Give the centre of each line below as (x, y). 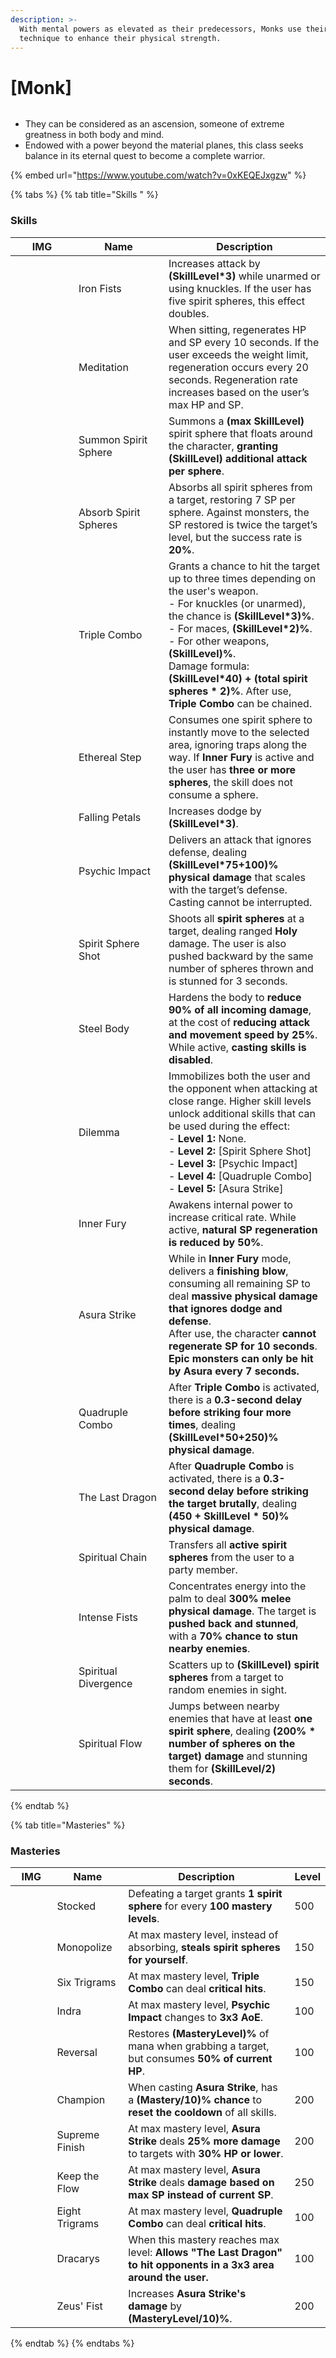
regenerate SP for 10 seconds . (243, 1346)
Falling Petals (110, 817)
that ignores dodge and (225, 1308)
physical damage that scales (237, 877)
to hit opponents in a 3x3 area (201, 2264)
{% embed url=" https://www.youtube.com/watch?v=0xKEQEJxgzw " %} (158, 175)
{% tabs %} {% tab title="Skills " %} (84, 195)
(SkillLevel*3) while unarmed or (244, 276)
